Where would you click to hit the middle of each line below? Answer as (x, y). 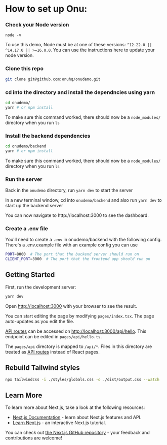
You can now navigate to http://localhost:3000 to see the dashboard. (77, 215)
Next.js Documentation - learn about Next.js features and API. (77, 418)
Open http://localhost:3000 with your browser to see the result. (71, 306)
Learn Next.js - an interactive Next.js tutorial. (59, 423)
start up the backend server (34, 206)
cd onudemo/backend (26, 146)
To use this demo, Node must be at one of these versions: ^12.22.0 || (79, 45)
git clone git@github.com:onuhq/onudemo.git (53, 79)
